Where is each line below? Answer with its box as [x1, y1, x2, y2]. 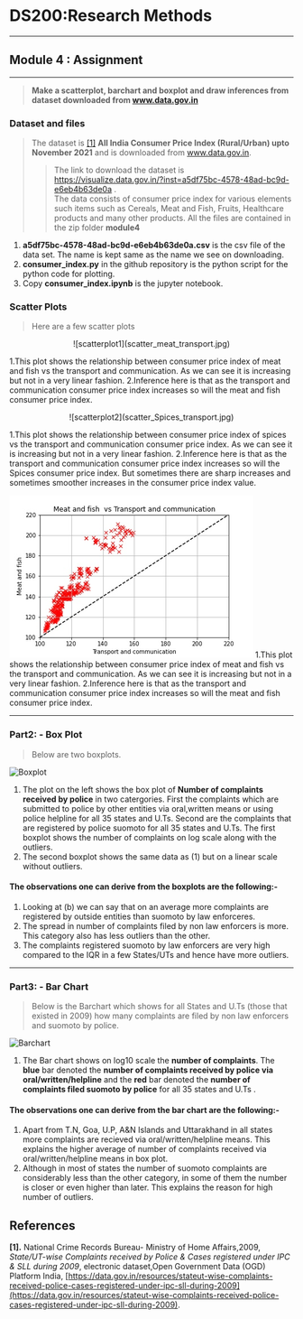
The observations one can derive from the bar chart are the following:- [9, 1104, 280, 1115]
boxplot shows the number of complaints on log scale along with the [22, 831, 277, 842]
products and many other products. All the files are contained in [53, 213, 291, 224]
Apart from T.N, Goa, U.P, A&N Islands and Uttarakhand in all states [22, 1125, 273, 1136]
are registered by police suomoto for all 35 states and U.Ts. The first [22, 822, 276, 833]
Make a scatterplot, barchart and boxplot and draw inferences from [31, 85, 289, 96]
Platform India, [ [9, 1270, 69, 1282]
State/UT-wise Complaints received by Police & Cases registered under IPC [9, 1251, 290, 1262]
